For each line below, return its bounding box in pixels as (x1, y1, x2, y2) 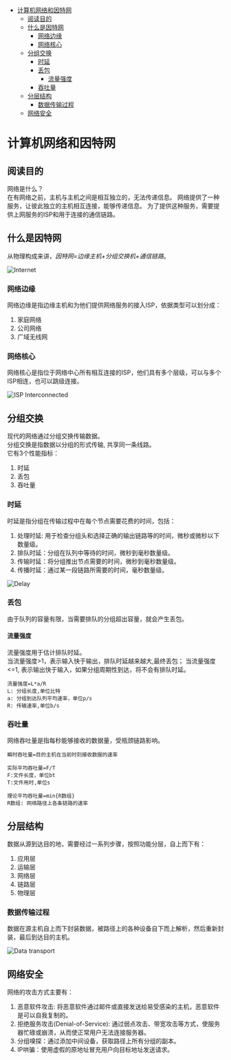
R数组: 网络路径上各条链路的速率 (7, 800, 88, 807)
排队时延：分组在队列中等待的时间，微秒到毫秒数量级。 (16, 548, 174, 556)
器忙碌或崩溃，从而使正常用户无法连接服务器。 (16, 1028, 150, 1037)
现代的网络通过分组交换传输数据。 (7, 432, 104, 440)
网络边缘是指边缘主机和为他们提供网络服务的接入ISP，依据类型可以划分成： (7, 301, 221, 309)
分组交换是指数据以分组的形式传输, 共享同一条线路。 (7, 440, 155, 449)
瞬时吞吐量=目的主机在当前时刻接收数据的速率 (7, 752, 118, 758)
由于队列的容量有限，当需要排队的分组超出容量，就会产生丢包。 (7, 614, 188, 623)
